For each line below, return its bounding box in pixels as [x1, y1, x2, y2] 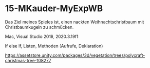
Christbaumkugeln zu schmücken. [5, 24, 74, 30]
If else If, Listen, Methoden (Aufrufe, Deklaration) [5, 43, 103, 49]
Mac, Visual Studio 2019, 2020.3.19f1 [5, 34, 79, 39]
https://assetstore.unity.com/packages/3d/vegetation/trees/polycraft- [5, 52, 145, 58]
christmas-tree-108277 [5, 57, 52, 63]
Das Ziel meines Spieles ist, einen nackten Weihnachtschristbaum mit [5, 19, 145, 25]
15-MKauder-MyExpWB [5, 3, 103, 14]
